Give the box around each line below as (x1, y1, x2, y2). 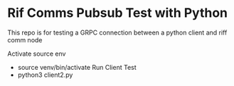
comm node (7, 35, 43, 44)
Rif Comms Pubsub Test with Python (7, 5, 228, 21)
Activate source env (7, 49, 66, 58)
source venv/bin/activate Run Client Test (17, 63, 137, 71)
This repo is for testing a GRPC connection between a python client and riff (7, 28, 228, 37)
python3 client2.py (17, 70, 73, 79)
